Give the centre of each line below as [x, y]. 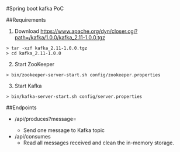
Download [27, 31]
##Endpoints [21, 107]
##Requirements [26, 20]
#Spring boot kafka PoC [35, 9]
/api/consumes [32, 136]
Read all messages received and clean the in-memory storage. [98, 143]
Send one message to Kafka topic [64, 130]
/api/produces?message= [46, 119]
